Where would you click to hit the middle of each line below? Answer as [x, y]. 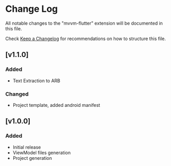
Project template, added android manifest [56, 105]
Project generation [32, 158]
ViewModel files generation [41, 153]
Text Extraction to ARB [36, 81]
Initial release [27, 147]
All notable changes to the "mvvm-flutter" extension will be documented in [84, 23]
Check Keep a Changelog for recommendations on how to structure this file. [86, 39]
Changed [17, 94]
